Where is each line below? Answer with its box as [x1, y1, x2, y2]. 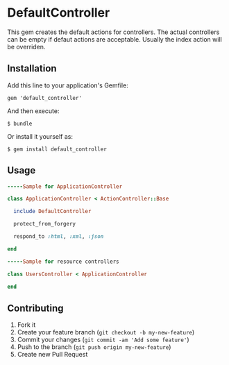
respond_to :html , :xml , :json [13, 233, 104, 240]
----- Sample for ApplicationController [7, 182, 123, 190]
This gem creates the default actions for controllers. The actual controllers [7, 28, 220, 36]
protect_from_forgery [13, 221, 76, 228]
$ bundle [7, 120, 33, 127]
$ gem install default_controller [7, 146, 108, 153]
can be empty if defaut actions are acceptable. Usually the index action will [7, 35, 222, 43]
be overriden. [7, 42, 46, 51]
